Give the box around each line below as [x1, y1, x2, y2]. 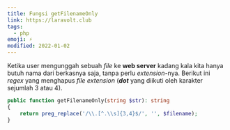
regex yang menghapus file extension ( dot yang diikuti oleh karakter [7, 76, 204, 84]
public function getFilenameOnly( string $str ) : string [7, 97, 170, 104]
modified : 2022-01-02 [7, 42, 70, 49]
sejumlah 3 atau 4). [7, 84, 63, 92]
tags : [7, 23, 23, 30]
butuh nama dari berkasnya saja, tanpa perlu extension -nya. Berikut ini [7, 69, 210, 77]
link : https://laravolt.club [7, 17, 92, 24]
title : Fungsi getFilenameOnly [7, 10, 98, 17]
